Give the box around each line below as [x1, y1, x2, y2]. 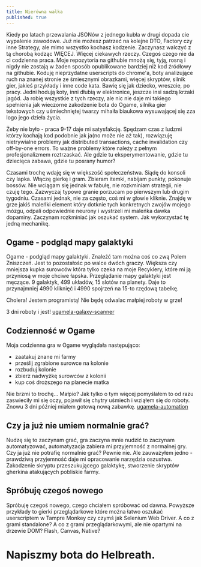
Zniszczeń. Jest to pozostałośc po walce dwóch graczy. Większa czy [6, 259, 178, 267]
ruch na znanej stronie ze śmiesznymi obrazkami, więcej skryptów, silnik [6, 76, 186, 83]
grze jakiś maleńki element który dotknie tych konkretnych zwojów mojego [6, 200, 191, 208]
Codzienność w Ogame [6, 325, 95, 336]
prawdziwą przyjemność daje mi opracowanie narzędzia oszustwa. [6, 455, 172, 463]
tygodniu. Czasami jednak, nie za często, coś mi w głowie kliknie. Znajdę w [6, 194, 192, 202]
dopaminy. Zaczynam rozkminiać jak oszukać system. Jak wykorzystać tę [6, 214, 189, 221]
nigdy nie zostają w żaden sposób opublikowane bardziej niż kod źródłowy [6, 62, 191, 70]
